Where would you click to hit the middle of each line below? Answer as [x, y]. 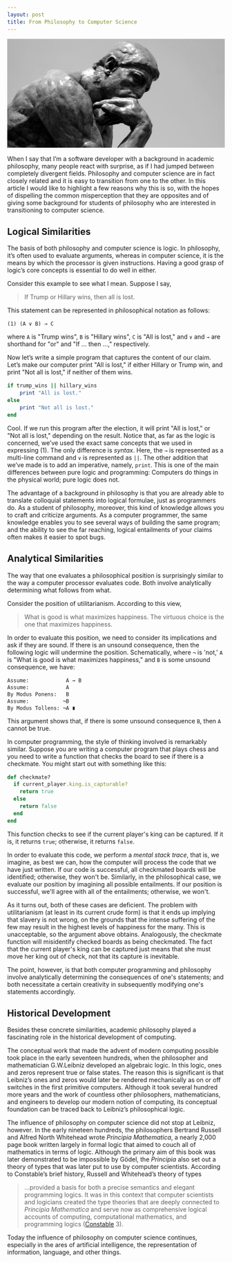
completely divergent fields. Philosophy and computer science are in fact [111, 173]
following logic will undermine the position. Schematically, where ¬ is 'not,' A [115, 652]
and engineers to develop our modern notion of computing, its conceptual [112, 1102]
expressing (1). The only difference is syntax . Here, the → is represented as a [115, 450]
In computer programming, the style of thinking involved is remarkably [107, 741]
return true [37, 792]
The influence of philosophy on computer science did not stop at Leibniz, [111, 1123]
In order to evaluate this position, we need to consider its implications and [112, 637]
